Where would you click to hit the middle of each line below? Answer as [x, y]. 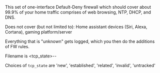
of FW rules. [17, 46]
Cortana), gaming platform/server [39, 32]
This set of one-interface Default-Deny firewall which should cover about [78, 7]
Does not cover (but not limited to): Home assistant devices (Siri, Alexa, [76, 27]
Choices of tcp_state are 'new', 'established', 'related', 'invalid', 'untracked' [80, 65]
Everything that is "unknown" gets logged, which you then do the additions [80, 41]
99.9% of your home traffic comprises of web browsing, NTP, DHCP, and [78, 12]
